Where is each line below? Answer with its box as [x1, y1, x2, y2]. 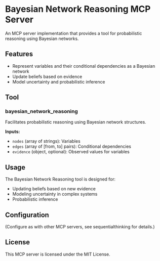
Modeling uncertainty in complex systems [12, 191, 98, 197]
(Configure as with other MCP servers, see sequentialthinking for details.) [5, 224, 155, 230]
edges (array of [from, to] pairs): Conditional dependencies [12, 143, 131, 149]
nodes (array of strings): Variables [12, 138, 80, 144]
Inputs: [5, 129, 20, 134]
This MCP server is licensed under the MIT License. [5, 251, 110, 257]
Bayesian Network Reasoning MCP [5, 3, 151, 15]
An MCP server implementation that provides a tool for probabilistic [5, 30, 142, 36]
